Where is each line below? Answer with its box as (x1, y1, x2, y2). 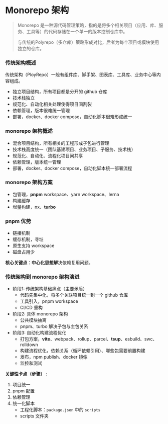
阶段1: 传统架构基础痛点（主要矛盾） (12, 286, 88, 292)
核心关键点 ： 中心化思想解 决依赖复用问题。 (5, 260, 93, 266)
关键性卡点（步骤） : (5, 371, 48, 377)
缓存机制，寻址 (12, 236, 44, 242)
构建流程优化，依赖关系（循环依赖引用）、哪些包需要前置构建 (20, 348, 145, 354)
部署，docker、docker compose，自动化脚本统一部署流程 (12, 165, 132, 171)
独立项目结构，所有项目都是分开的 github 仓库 (12, 89, 108, 95)
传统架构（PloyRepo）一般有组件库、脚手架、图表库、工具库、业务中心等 (5, 71, 157, 78)
